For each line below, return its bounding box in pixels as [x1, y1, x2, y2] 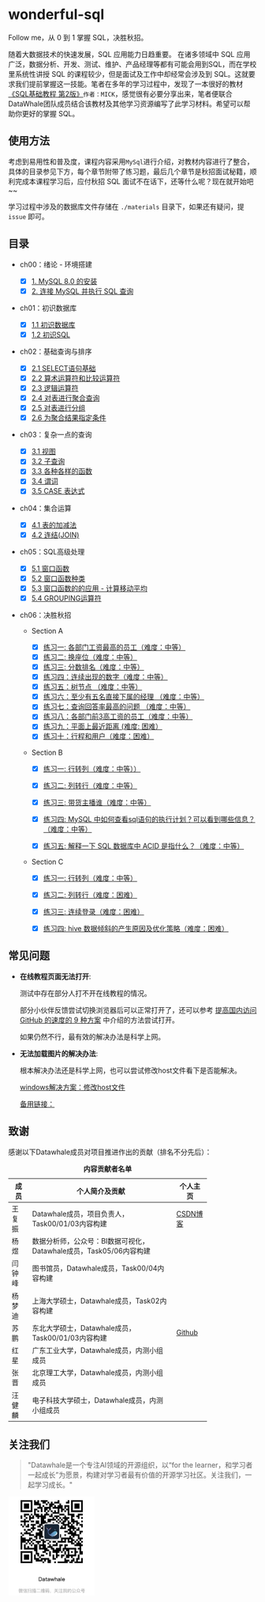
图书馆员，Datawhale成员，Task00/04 [32, 1263, 158, 1273]
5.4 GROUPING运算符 [31, 593, 102, 603]
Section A [31, 626, 63, 635]
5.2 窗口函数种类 [31, 574, 86, 583]
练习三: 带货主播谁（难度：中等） [43, 797, 151, 807]
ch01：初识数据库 [19, 303, 77, 312]
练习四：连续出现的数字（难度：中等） [43, 672, 168, 682]
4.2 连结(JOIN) [31, 530, 80, 540]
